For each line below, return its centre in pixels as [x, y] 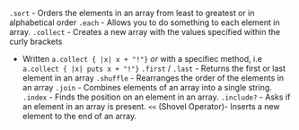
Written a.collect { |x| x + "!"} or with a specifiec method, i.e [142, 59]
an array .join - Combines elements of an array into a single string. [147, 87]
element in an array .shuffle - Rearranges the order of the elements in [153, 78]
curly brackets [36, 41]
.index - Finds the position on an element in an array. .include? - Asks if [156, 97]
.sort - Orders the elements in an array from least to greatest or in [132, 13]
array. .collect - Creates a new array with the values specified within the [145, 32]
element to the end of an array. [79, 116]
